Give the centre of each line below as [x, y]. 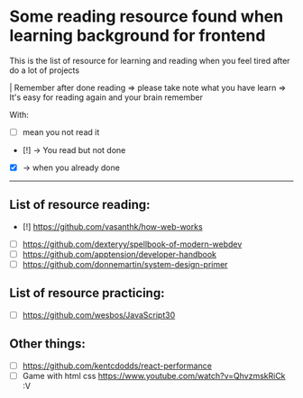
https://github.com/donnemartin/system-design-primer [125, 264]
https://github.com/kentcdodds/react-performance [117, 366]
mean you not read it [61, 131]
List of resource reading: [80, 205]
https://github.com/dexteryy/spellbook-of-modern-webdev [132, 244]
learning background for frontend [138, 36]
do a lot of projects [44, 70]
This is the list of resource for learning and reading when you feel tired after [150, 60]
